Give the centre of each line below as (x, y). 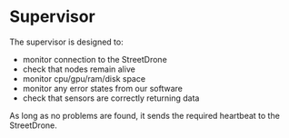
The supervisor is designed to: (67, 42)
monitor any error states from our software (103, 88)
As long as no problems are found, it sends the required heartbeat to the (144, 115)
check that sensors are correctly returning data (111, 98)
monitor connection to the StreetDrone (95, 59)
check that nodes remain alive (79, 69)
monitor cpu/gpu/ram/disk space (84, 78)
